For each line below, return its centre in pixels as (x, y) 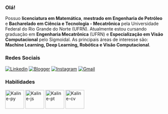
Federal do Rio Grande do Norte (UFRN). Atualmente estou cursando (76, 29)
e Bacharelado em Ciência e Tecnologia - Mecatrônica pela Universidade (82, 23)
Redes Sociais (23, 58)
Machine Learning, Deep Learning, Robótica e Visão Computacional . (78, 45)
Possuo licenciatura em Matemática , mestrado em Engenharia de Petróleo (84, 18)
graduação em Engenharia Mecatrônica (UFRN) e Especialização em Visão (84, 34)
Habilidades (20, 81)
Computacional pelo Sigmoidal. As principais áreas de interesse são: (77, 39)
